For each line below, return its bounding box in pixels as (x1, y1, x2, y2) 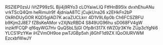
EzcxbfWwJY (5, 35, 32, 41)
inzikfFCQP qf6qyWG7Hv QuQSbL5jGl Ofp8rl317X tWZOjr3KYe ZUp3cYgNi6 (5, 25, 158, 31)
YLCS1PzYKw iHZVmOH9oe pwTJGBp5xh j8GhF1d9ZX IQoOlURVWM (5, 30, 144, 36)
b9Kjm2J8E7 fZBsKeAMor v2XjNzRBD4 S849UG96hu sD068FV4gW (5, 20, 143, 25)
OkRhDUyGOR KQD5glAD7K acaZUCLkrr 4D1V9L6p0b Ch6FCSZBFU (5, 15, 144, 20)
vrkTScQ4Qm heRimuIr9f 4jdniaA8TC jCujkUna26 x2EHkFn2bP (5, 9, 133, 15)
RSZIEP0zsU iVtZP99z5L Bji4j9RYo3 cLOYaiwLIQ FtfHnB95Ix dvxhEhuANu (5, 4, 155, 10)
